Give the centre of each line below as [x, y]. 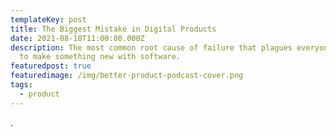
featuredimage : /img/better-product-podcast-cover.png [127, 76]
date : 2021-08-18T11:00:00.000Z [77, 38]
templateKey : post [48, 19]
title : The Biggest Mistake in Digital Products [113, 29]
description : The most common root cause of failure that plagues [151, 47]
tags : [21, 85]
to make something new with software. [100, 57]
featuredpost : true [51, 66]
